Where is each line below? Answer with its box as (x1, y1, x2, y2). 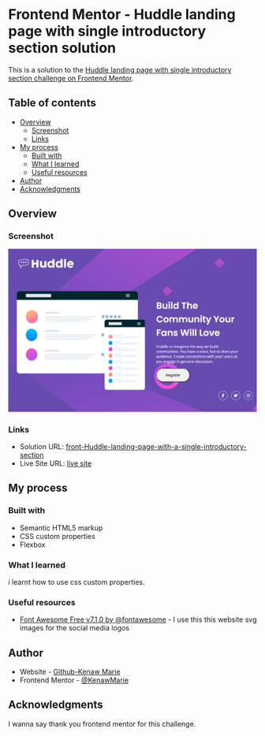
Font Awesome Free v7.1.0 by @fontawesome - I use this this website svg (19, 615, 257, 624)
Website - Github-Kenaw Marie (19, 667, 121, 677)
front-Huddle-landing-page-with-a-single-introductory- (65, 441, 247, 451)
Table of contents (8, 96, 96, 110)
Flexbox (19, 540, 46, 549)
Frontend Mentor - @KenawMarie (19, 675, 129, 685)
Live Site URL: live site (19, 459, 92, 468)
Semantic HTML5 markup (19, 522, 103, 533)
